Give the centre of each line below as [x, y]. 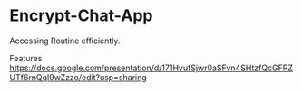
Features [26, 58]
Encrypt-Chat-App [81, 16]
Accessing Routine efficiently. [65, 41]
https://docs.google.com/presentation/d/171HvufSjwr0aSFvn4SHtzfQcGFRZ [151, 68]
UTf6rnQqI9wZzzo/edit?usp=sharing [78, 77]
